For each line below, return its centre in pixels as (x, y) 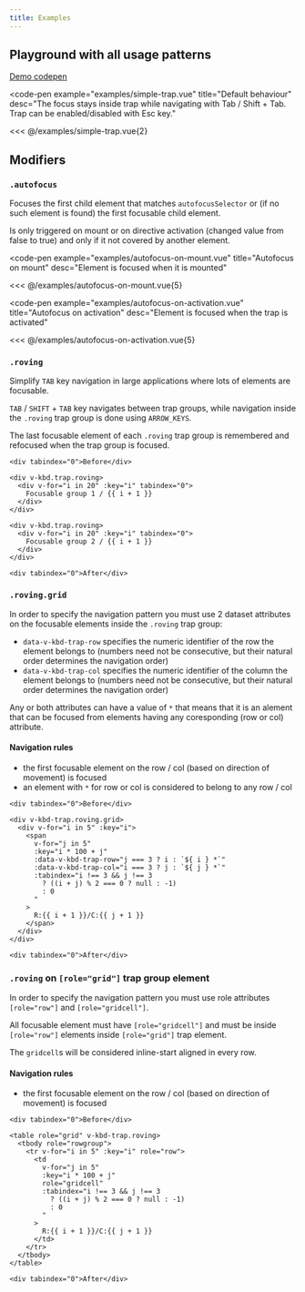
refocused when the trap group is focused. (90, 445)
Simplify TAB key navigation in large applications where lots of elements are (150, 381)
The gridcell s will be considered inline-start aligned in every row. (133, 1053)
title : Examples (40, 18)
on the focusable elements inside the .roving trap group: (116, 624)
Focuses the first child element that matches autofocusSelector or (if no (144, 203)
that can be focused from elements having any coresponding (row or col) (147, 717)
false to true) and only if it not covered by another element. (120, 240)
